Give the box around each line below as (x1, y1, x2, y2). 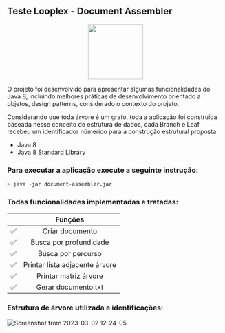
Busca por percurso (37, 249, 102, 259)
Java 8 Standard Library (17, 148, 86, 156)
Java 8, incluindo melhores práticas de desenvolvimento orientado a (7, 92, 201, 100)
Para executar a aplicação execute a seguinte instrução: (7, 165, 199, 175)
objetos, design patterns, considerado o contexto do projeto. (7, 99, 180, 107)
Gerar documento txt (36, 282, 104, 292)
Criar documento (42, 226, 98, 236)
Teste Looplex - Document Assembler (7, 6, 173, 17)
